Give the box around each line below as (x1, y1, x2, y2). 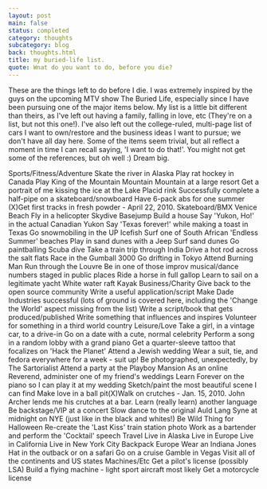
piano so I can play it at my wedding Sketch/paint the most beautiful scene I (8, 380, 257, 389)
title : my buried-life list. (8, 57, 105, 65)
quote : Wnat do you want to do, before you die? (8, 64, 173, 72)
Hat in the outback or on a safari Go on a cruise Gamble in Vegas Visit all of (8, 448, 255, 457)
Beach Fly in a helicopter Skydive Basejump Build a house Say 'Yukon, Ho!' (8, 210, 255, 220)
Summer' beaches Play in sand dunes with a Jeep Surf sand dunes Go (8, 236, 240, 245)
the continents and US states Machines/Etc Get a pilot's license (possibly (8, 456, 249, 466)
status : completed (8, 26, 69, 34)
